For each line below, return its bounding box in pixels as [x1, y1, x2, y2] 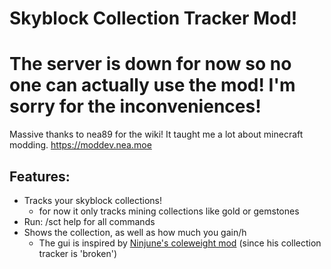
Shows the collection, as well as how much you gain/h [23, 226, 247, 238]
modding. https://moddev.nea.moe [9, 139, 152, 151]
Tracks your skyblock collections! [23, 194, 163, 206]
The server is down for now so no [9, 53, 292, 76]
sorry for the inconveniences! [9, 95, 262, 118]
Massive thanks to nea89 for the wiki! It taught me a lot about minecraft [9, 128, 304, 141]
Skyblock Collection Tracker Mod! [9, 7, 298, 30]
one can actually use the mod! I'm [9, 74, 296, 97]
